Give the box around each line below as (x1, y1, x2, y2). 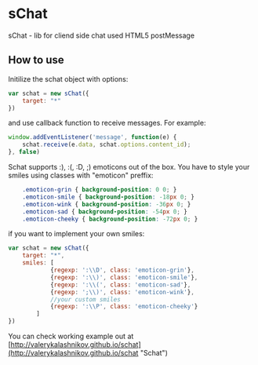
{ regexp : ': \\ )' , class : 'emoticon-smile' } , (49, 273, 198, 281)
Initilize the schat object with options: (8, 74, 129, 83)
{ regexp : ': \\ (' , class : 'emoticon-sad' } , (49, 280, 191, 289)
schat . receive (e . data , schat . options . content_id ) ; (22, 141, 191, 149)
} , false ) (8, 148, 41, 156)
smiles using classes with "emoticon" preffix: (8, 170, 154, 180)
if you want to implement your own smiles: (8, 229, 145, 239)
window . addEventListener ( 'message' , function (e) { (8, 133, 177, 141)
